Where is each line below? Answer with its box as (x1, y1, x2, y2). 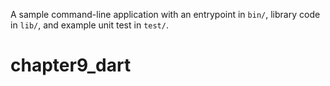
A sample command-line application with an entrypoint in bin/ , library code (10, 9, 321, 20)
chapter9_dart (10, 54, 132, 77)
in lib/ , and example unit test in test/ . (10, 19, 169, 31)
